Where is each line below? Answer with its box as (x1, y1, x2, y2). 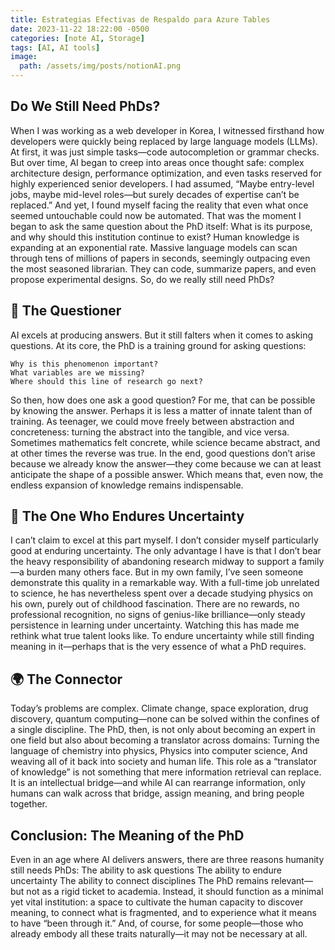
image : (10, 52, 38, 62)
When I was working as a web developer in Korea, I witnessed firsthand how (10, 124, 325, 136)
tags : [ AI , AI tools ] (10, 42, 101, 53)
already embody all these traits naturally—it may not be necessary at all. (10, 928, 308, 940)
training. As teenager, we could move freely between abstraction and (10, 415, 295, 427)
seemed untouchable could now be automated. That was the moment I (10, 209, 302, 221)
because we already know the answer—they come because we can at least (10, 457, 322, 470)
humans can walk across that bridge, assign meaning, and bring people (10, 787, 305, 800)
